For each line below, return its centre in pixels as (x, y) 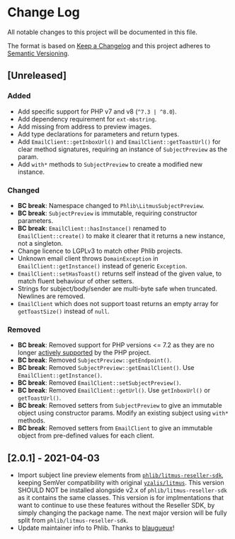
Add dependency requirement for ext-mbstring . (87, 119)
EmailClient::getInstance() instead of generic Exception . (102, 266)
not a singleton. (40, 243)
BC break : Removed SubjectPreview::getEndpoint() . (94, 360)
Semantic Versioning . (38, 53)
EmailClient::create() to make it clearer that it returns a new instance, (121, 236)
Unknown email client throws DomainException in (88, 258)
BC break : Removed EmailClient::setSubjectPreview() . (99, 383)
